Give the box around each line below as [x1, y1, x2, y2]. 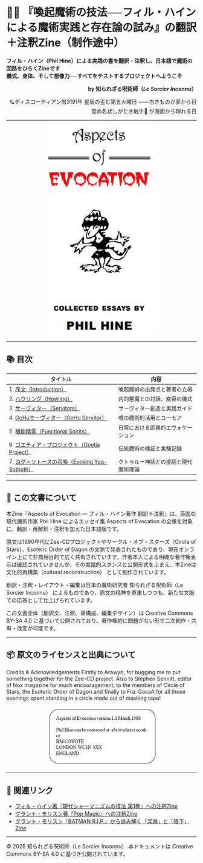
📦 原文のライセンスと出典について [6, 649, 136, 660]
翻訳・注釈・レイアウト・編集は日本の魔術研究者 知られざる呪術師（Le [6, 581, 184, 589]
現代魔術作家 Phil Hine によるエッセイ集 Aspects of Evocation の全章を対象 [6, 517, 193, 525]
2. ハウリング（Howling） [8, 395, 73, 402]
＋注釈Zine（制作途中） [6, 36, 125, 50]
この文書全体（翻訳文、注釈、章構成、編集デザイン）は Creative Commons [6, 609, 193, 617]
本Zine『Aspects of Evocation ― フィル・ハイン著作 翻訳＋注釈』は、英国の [6, 510, 196, 517]
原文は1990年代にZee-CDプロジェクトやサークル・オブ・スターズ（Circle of [6, 538, 196, 545]
